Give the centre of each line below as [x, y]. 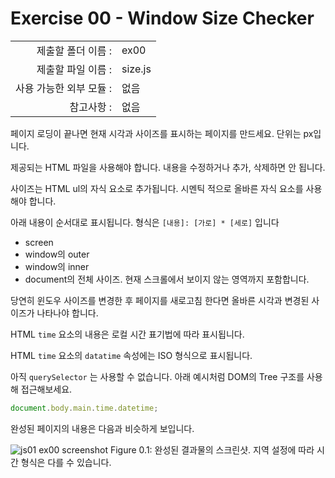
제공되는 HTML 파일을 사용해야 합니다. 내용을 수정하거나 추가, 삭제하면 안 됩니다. [168, 167]
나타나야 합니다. [67, 313]
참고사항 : [90, 107]
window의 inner [57, 266]
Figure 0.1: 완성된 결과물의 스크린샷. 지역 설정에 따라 [212, 449]
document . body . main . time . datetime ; [84, 408]
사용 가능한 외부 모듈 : [63, 88]
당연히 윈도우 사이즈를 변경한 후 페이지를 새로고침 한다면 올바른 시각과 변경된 [160, 300]
